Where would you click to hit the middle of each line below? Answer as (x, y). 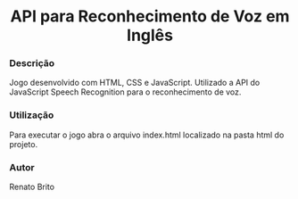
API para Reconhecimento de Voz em (150, 17)
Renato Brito (32, 187)
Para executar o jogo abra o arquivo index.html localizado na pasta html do (147, 135)
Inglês (150, 35)
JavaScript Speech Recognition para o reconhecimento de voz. (125, 92)
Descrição (32, 63)
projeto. (24, 144)
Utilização (32, 115)
